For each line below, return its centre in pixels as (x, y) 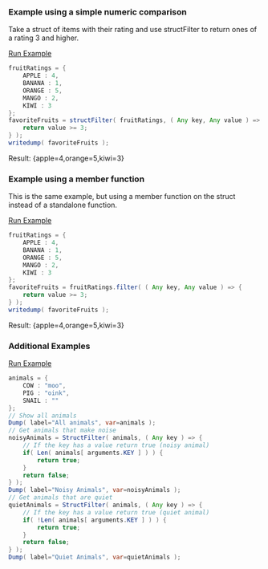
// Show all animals (43, 416)
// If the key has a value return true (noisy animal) (116, 445)
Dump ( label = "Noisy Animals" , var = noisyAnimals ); (95, 490)
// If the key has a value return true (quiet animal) (116, 512)
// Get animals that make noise (62, 431)
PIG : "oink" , (46, 393)
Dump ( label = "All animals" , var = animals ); (82, 423)
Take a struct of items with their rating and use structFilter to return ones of (133, 30)
